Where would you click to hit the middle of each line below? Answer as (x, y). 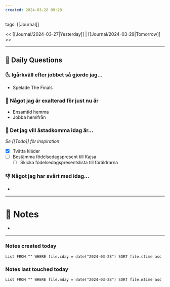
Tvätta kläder (26, 151)
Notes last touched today (37, 269)
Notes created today (31, 246)
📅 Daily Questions (34, 60)
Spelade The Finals (33, 88)
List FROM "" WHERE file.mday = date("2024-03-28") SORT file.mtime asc (83, 279)
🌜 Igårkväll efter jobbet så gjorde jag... (54, 75)
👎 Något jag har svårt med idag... (47, 176)
